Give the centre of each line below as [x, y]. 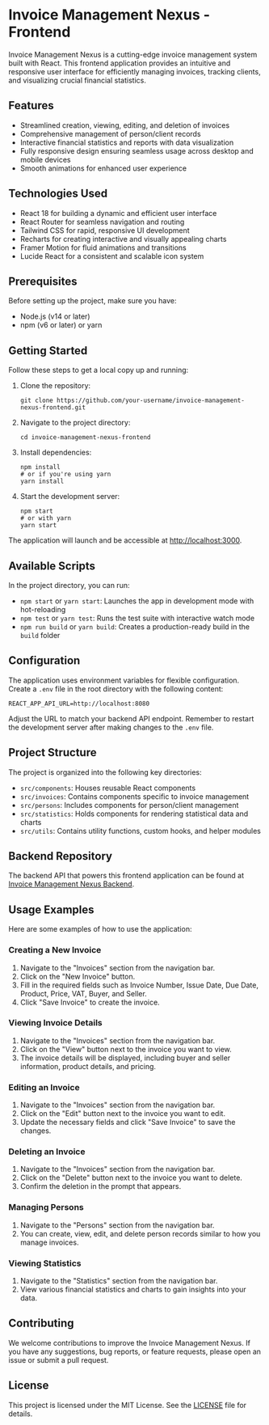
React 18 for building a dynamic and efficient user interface [118, 213]
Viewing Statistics [45, 1263]
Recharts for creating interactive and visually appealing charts [123, 239]
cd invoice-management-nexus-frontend [85, 438]
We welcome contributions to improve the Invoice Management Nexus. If [129, 1343]
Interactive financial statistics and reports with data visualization [127, 142]
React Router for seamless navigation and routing [102, 222]
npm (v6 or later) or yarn [61, 325]
